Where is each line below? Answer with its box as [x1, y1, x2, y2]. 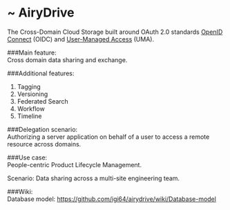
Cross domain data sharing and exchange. [7, 55, 128, 64]
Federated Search [17, 97, 69, 105]
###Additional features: [7, 69, 75, 77]
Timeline [17, 112, 42, 120]
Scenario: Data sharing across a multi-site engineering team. [7, 174, 180, 182]
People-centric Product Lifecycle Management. [7, 160, 142, 169]
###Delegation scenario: [7, 125, 78, 133]
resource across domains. [7, 140, 82, 148]
